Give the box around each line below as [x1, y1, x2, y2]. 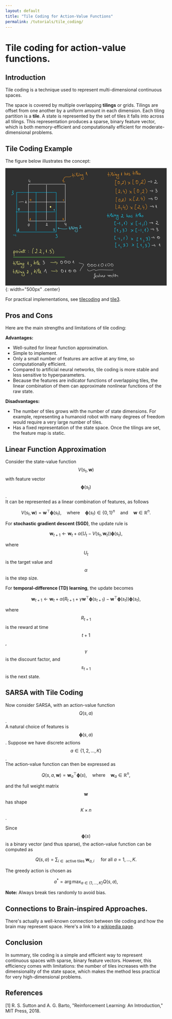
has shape [5, 799, 27, 805]
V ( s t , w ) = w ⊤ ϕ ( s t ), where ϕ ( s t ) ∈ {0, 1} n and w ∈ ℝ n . [21, 508, 151, 517]
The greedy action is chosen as [5, 868, 72, 874]
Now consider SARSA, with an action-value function [5, 702, 115, 708]
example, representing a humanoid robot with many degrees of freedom [12, 414, 165, 420]
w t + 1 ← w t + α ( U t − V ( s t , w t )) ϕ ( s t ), [49, 530, 123, 537]
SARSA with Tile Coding [5, 688, 83, 697]
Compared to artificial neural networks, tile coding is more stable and [12, 367, 159, 373]
